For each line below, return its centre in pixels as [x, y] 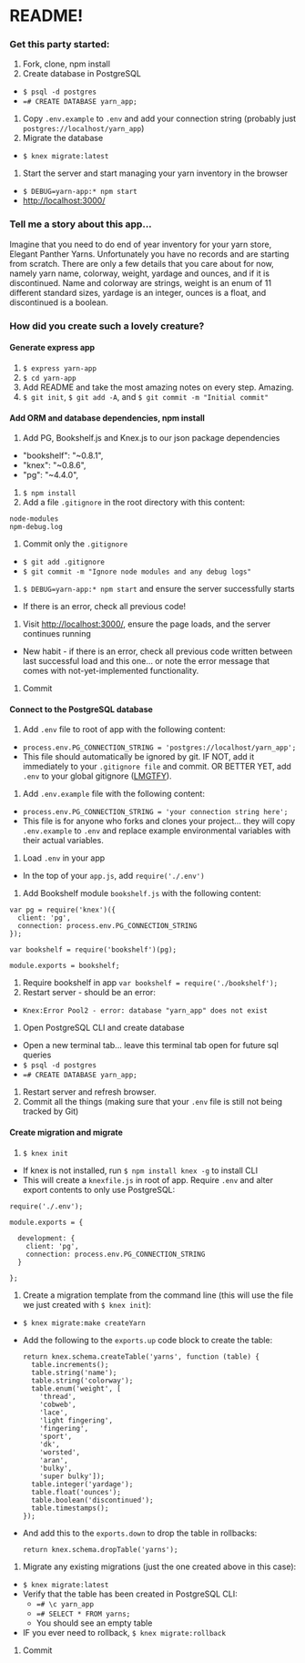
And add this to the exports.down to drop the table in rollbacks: [140, 1533]
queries [37, 1055]
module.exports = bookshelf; [65, 966]
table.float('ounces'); [76, 1492]
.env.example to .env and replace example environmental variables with [157, 831]
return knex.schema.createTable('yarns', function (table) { [141, 1357]
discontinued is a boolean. [59, 302]
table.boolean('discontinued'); [92, 1500]
